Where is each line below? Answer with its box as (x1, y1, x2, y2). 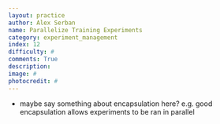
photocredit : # (8, 77, 58, 85)
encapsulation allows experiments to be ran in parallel (19, 107, 195, 116)
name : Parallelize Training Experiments (8, 26, 144, 34)
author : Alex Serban (8, 19, 76, 27)
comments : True (8, 56, 58, 64)
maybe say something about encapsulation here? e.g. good (19, 99, 213, 108)
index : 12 (8, 41, 41, 49)
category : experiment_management (8, 33, 118, 42)
